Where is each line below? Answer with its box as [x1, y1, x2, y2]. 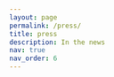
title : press [9, 29, 58, 38]
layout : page [9, 12, 58, 22]
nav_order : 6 [9, 54, 58, 63]
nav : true [9, 46, 46, 55]
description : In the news [9, 37, 105, 47]
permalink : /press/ [9, 21, 82, 30]
